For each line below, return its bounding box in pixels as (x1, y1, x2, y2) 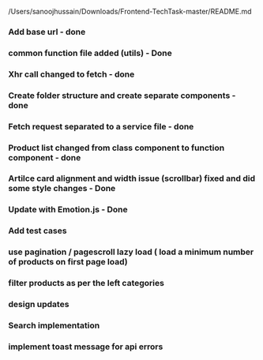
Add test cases (8, 225, 67, 236)
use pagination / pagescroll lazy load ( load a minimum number (8, 246, 254, 257)
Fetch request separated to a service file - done (8, 121, 194, 132)
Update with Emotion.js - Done (8, 204, 128, 216)
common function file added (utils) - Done (8, 47, 172, 58)
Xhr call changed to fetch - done (8, 69, 135, 80)
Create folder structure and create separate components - (8, 90, 236, 101)
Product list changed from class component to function (8, 142, 225, 153)
